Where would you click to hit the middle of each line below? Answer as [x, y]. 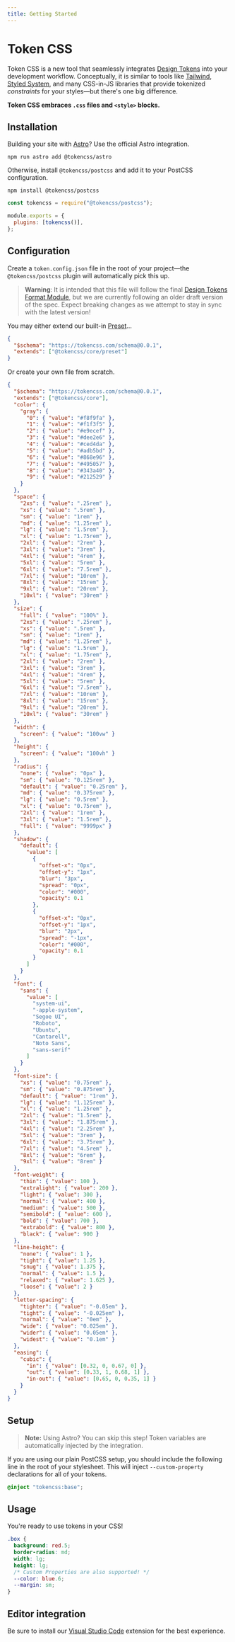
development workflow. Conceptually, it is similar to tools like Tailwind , [109, 76]
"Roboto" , [47, 1024]
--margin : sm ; [34, 1585]
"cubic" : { [36, 1359]
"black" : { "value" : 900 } [60, 1234]
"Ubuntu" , [47, 1030]
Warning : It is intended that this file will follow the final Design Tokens [126, 289]
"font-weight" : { [39, 1175]
